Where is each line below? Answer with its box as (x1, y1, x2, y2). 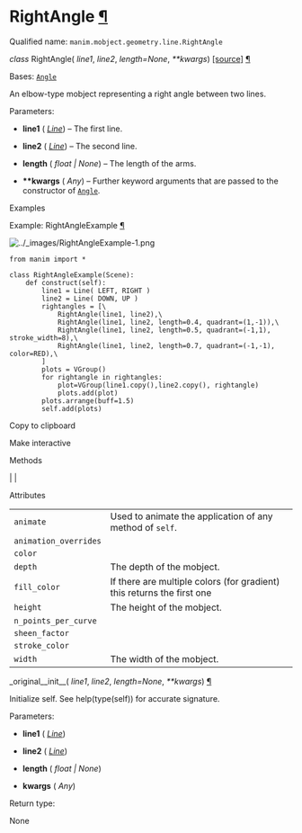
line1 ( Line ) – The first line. (22, 123, 123, 134)
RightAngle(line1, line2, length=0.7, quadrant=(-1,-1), (57, 341, 276, 350)
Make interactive (9, 437, 72, 448)
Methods (9, 454, 43, 465)
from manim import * (9, 255, 87, 264)
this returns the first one (110, 587, 212, 599)
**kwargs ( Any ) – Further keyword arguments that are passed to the (22, 175, 279, 186)
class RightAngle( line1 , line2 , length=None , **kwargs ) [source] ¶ (9, 53, 251, 64)
